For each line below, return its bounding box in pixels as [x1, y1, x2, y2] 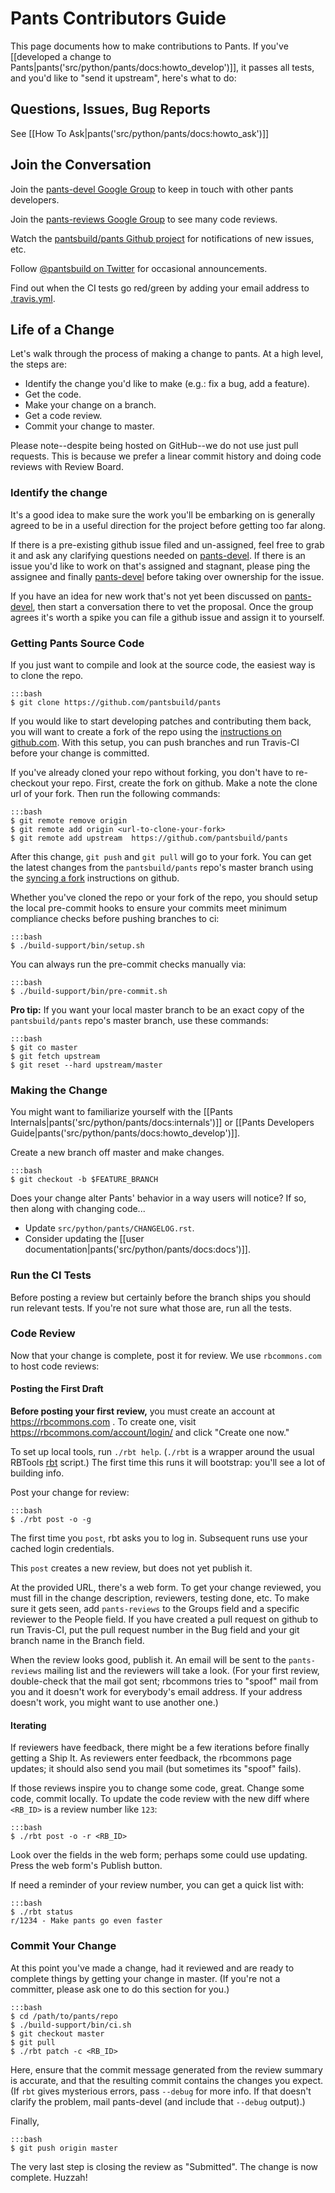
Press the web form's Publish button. [10, 1860, 163, 1872]
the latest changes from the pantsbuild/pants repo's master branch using [10, 861, 314, 873]
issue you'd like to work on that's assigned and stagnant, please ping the [10, 560, 311, 572]
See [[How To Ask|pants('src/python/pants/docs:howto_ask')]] [10, 127, 270, 139]
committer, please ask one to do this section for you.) [10, 1983, 230, 1995]
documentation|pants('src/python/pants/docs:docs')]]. [24, 1243, 251, 1256]
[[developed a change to [10, 50, 112, 62]
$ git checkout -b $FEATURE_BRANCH [10, 1175, 159, 1185]
